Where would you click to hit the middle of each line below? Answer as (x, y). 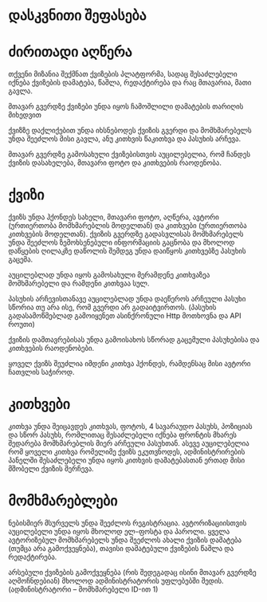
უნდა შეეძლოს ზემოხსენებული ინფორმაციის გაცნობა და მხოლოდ (122, 242)
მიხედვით (25, 115)
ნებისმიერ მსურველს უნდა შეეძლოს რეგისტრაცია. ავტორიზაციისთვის (128, 523)
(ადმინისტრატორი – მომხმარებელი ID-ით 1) (83, 589)
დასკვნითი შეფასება (77, 16)
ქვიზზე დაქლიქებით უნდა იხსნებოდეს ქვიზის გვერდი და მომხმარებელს (130, 131)
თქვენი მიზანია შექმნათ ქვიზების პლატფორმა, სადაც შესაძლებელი (123, 74)
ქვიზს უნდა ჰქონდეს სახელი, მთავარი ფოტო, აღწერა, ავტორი (114, 217)
